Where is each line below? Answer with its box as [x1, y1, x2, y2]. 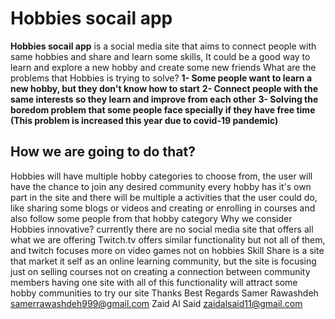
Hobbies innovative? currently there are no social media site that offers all [10, 223, 314, 235]
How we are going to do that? [10, 143, 196, 161]
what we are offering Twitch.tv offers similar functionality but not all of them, [10, 233, 326, 246]
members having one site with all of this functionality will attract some [10, 276, 298, 288]
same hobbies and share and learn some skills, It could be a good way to [10, 50, 311, 62]
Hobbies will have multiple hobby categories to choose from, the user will [10, 170, 313, 182]
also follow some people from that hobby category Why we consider [10, 212, 293, 224]
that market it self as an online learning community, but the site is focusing [10, 255, 317, 267]
